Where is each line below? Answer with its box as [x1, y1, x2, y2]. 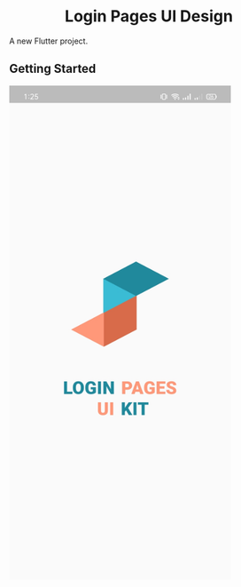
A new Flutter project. [9, 36, 89, 46]
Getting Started [9, 61, 97, 76]
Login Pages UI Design [65, 6, 233, 27]
